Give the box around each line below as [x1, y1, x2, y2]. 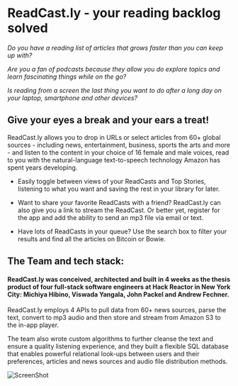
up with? [7, 51, 33, 60]
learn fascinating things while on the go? [7, 72, 127, 81]
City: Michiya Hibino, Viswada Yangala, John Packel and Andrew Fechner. [7, 289, 229, 299]
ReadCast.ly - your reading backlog [7, 5, 221, 21]
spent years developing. [7, 163, 78, 172]
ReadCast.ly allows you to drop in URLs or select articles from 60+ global [7, 133, 221, 141]
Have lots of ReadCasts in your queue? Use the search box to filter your [17, 227, 227, 236]
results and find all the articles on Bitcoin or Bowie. [17, 234, 166, 243]
